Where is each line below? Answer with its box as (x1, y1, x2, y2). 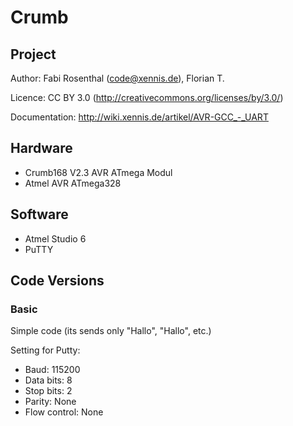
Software (10, 206, 69, 223)
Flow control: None (24, 406, 104, 418)
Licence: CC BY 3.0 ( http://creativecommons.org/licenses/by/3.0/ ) (10, 92, 284, 103)
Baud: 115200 (24, 364, 81, 376)
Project (10, 46, 57, 63)
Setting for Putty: (10, 344, 81, 356)
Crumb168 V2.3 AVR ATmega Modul (24, 166, 173, 178)
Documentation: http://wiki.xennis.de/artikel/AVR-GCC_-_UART (10, 111, 269, 123)
